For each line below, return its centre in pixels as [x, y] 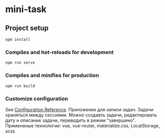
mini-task [26, 9]
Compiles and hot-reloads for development [60, 52]
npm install [18, 39]
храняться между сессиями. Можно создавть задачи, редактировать [81, 115]
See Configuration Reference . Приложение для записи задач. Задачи [79, 109]
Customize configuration [37, 99]
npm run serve [20, 63]
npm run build [20, 86]
